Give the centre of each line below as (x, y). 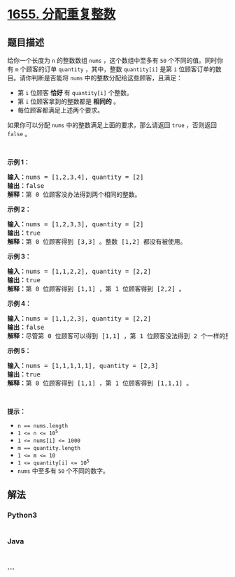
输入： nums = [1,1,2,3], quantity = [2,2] (79, 319)
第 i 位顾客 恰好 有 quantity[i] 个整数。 (75, 93)
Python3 (22, 516)
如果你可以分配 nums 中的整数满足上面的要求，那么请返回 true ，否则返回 (112, 125)
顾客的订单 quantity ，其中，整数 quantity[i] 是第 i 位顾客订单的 (121, 69)
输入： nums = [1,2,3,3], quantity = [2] (76, 224)
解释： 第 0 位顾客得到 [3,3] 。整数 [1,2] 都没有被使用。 (97, 242)
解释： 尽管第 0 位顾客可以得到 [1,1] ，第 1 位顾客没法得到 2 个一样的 (116, 336)
